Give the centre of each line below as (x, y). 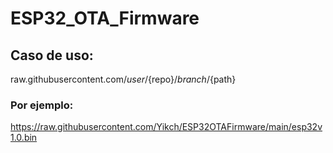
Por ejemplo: (42, 105)
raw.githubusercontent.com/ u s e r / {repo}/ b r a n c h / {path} (123, 79)
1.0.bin (24, 138)
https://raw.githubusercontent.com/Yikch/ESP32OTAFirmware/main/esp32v (166, 127)
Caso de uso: (52, 55)
